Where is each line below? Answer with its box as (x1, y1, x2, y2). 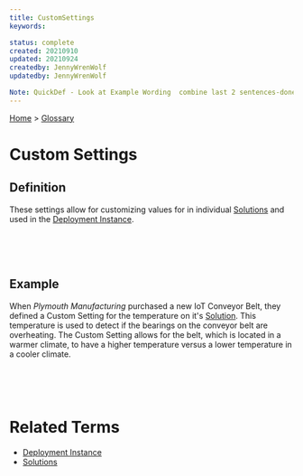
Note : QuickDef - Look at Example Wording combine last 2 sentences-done (9, 88, 297, 97)
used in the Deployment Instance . (9, 213, 134, 224)
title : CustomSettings (9, 13, 95, 23)
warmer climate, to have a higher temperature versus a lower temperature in (9, 339, 293, 350)
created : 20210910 (9, 46, 78, 55)
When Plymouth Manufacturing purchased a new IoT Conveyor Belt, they (9, 300, 281, 312)
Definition (9, 180, 66, 195)
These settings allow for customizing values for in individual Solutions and (9, 204, 285, 215)
